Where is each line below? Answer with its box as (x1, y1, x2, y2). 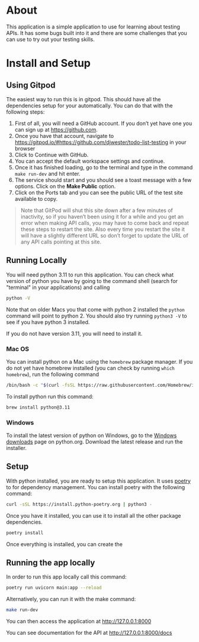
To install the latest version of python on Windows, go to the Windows (6, 432, 177, 439)
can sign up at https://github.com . (14, 126, 98, 133)
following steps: (6, 108, 45, 115)
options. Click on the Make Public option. (14, 182, 116, 190)
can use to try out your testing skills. (6, 36, 95, 43)
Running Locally (6, 255, 67, 265)
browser (14, 145, 36, 152)
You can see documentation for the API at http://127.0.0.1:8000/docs (6, 629, 172, 637)
